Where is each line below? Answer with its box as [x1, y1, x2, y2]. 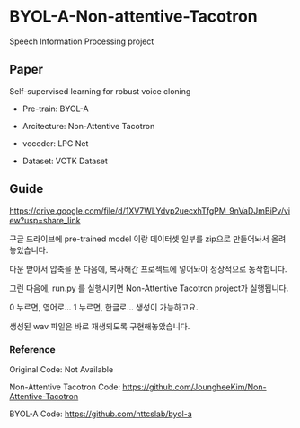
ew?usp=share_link [9, 214, 81, 225]
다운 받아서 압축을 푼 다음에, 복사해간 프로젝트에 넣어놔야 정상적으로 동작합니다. [9, 263, 287, 275]
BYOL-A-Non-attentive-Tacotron [9, 6, 258, 27]
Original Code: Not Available [9, 363, 114, 374]
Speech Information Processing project [9, 36, 154, 47]
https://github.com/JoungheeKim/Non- [122, 381, 267, 392]
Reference [9, 344, 56, 356]
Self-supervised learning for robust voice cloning [9, 85, 191, 96]
